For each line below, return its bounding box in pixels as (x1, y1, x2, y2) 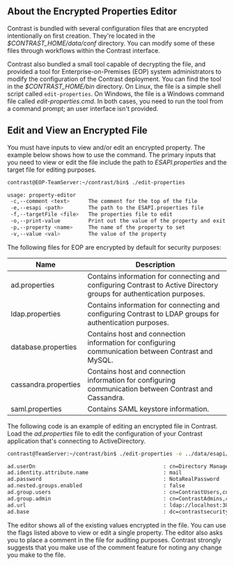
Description (135, 260, 175, 269)
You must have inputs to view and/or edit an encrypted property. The (7, 143, 205, 151)
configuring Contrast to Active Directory (87, 280, 219, 290)
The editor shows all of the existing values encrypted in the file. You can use (7, 521, 226, 529)
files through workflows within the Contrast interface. (7, 46, 160, 54)
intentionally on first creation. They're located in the (7, 31, 155, 40)
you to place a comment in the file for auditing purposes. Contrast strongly (7, 535, 221, 544)
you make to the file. (7, 551, 66, 559)
